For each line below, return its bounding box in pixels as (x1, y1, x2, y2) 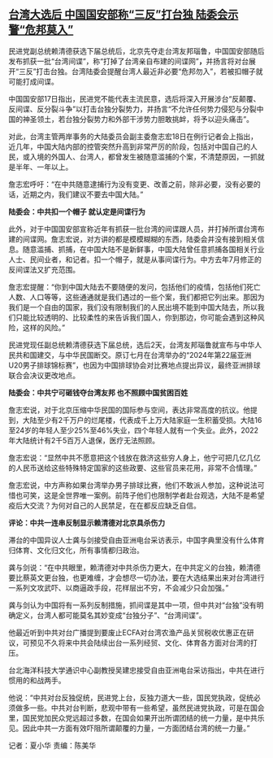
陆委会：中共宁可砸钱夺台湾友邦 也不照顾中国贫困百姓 (8, 387, 188, 397)
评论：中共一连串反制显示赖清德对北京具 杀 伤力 (8, 517, 165, 527)
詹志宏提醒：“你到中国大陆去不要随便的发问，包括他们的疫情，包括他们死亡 (8, 281, 262, 291)
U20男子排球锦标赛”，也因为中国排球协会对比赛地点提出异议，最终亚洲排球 (8, 360, 261, 370)
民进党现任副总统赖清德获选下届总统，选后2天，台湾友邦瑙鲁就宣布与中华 (8, 340, 255, 350)
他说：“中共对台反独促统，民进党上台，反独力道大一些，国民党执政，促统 (8, 692, 254, 702)
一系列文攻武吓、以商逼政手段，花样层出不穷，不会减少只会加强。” (8, 582, 229, 592)
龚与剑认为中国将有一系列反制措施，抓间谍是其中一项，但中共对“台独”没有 (8, 600, 258, 610)
